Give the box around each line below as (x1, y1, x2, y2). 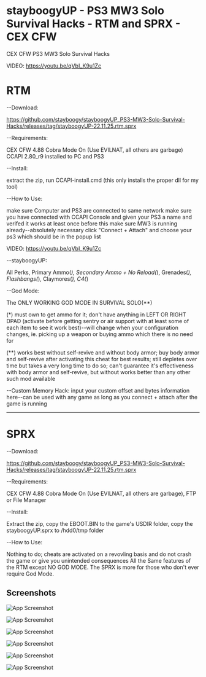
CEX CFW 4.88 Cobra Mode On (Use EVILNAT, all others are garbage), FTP (6, 490, 197, 497)
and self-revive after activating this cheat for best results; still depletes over (6, 355, 197, 362)
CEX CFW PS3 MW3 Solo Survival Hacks (6, 50, 110, 57)
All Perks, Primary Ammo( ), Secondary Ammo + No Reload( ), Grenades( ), (6, 268, 192, 276)
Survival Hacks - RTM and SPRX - (6, 17, 181, 31)
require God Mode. (6, 569, 54, 577)
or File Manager (6, 496, 47, 504)
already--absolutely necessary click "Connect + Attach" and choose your (6, 226, 192, 233)
